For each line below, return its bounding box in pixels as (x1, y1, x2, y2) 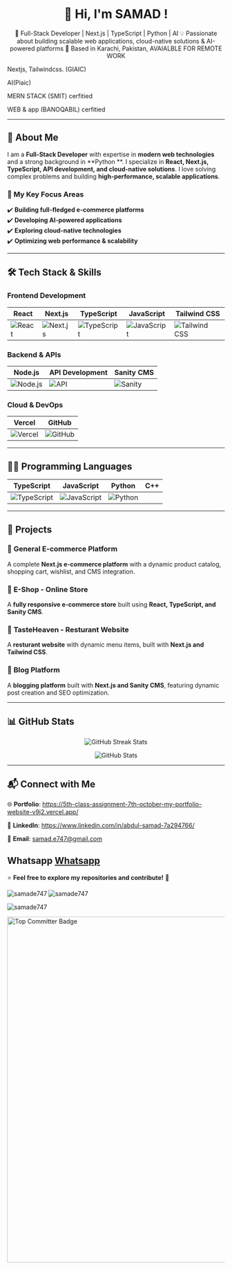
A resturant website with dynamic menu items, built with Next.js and (7, 641, 204, 649)
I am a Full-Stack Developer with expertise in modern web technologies (7, 150, 215, 158)
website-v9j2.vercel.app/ (7, 808, 79, 816)
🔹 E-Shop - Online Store (7, 585, 88, 594)
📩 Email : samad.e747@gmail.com (7, 835, 103, 843)
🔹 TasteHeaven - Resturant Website (7, 625, 129, 635)
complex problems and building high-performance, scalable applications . (7, 172, 220, 181)
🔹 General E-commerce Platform (7, 544, 118, 554)
